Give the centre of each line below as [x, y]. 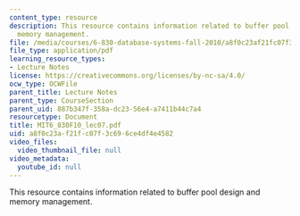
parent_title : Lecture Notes [63, 92]
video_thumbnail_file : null [70, 150]
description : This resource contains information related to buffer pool [150, 26]
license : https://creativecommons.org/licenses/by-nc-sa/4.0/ [127, 76]
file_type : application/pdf [62, 51]
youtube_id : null [50, 167]
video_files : [33, 142]
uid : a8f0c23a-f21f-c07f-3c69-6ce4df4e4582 [92, 134]
